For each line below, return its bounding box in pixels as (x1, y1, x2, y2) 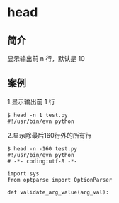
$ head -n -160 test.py (7, 145, 78, 153)
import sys (7, 170, 40, 177)
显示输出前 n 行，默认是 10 (7, 55, 85, 62)
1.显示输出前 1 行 (7, 97, 55, 106)
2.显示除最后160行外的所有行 (7, 131, 92, 139)
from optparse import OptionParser (7, 176, 113, 183)
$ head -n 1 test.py (7, 111, 69, 119)
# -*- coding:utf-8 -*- (7, 158, 78, 165)
